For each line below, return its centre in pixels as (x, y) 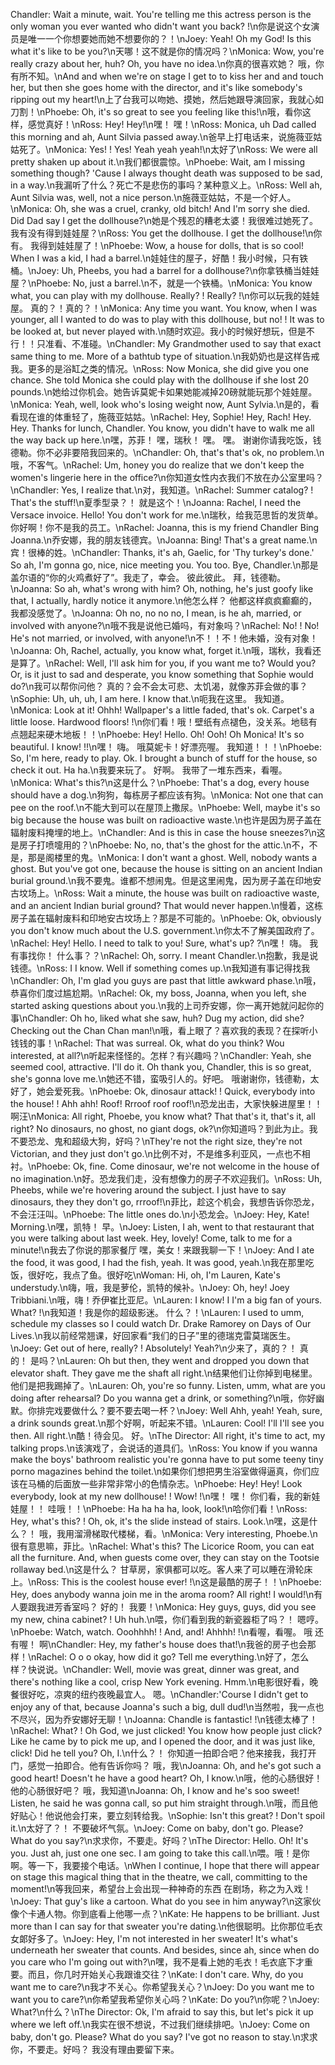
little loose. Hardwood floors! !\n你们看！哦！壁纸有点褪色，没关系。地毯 (159, 722)
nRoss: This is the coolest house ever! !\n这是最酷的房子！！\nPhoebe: (176, 1582)
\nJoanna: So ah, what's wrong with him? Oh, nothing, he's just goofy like (162, 588)
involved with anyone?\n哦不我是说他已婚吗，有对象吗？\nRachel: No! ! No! (165, 625)
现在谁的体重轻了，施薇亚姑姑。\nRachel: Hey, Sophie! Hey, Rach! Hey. (165, 417)
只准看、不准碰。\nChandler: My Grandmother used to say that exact (179, 343)
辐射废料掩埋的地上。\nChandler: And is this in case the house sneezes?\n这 (168, 832)
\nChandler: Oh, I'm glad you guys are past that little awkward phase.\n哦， (166, 980)
